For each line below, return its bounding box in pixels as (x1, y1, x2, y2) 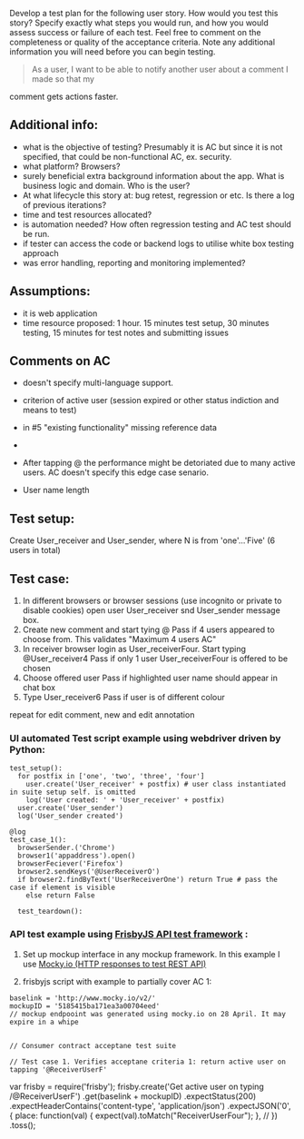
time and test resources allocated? (22, 209, 152, 220)
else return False (25, 891, 95, 900)
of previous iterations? (22, 199, 107, 210)
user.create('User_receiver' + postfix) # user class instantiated (25, 780, 286, 789)
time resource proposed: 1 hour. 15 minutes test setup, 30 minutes (22, 317, 270, 328)
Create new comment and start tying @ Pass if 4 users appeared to (22, 624, 275, 635)
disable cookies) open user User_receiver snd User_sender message (22, 605, 281, 616)
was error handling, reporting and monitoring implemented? (22, 257, 246, 268)
